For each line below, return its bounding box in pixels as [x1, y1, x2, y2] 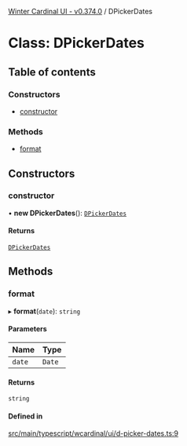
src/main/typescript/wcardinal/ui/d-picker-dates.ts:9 [8, 429, 179, 438]
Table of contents [8, 65, 96, 79]
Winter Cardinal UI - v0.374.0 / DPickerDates [8, 7, 153, 16]
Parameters [8, 324, 47, 334]
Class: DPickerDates [8, 35, 145, 52]
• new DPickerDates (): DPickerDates [8, 208, 127, 218]
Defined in [8, 411, 43, 421]
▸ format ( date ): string [8, 306, 81, 316]
